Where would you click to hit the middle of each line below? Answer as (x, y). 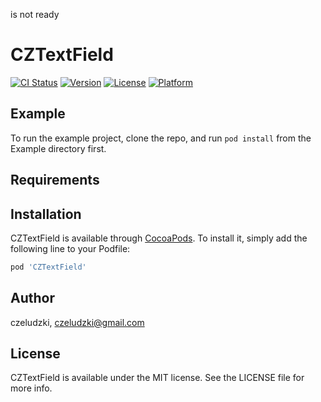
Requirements (55, 180)
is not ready (35, 14)
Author (32, 298)
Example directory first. (58, 148)
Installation (46, 214)
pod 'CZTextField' (48, 267)
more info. (31, 388)
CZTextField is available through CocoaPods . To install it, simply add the (159, 238)
